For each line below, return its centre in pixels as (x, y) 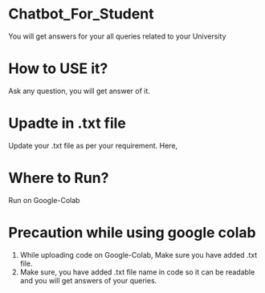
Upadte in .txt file (67, 123)
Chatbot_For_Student (81, 14)
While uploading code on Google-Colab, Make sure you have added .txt (139, 254)
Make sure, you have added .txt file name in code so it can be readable (137, 272)
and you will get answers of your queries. (88, 280)
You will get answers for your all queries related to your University (117, 36)
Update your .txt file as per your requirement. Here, (93, 145)
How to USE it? (58, 69)
